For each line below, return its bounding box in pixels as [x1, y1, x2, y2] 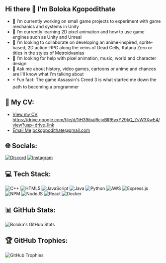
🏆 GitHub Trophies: [5, 237, 68, 245]
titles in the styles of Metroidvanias [12, 50, 84, 56]
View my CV [12, 111, 38, 117]
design [12, 60, 27, 66]
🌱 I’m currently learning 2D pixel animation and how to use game [12, 28, 145, 35]
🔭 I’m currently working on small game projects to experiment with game [12, 18, 161, 24]
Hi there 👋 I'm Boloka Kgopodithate [5, 5, 116, 13]
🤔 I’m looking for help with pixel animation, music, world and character [12, 55, 157, 61]
